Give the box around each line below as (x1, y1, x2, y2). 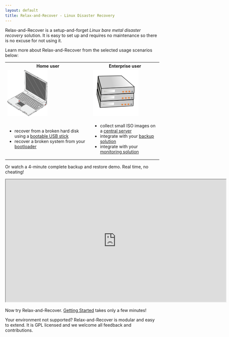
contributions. (5, 327, 33, 333)
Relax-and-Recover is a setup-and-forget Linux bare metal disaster (5, 27, 141, 33)
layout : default (5, 8, 38, 13)
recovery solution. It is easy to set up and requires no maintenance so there (5, 32, 158, 38)
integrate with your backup (100, 133, 154, 139)
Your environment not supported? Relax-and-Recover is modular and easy (5, 317, 155, 323)
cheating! (5, 169, 24, 175)
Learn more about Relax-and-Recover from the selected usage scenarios (5, 47, 153, 53)
